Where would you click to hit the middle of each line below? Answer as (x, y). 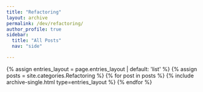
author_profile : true (34, 29)
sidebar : (17, 35)
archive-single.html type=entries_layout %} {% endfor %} (79, 82)
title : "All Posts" (37, 40)
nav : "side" (27, 47)
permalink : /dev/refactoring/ (45, 23)
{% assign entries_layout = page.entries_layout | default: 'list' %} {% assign (102, 69)
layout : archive (27, 18)
